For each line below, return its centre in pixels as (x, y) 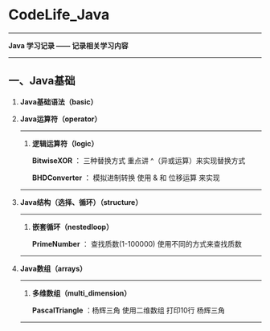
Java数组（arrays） (53, 268)
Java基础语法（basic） (59, 101)
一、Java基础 (42, 81)
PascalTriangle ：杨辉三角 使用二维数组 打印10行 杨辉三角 (128, 310)
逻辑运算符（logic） (65, 143)
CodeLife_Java (59, 15)
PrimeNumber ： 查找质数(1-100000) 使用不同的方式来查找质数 (137, 243)
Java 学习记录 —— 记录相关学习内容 (68, 45)
